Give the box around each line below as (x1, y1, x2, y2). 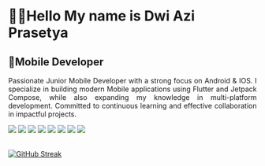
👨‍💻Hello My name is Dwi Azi (8, 7, 196, 25)
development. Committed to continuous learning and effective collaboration (8, 101, 257, 110)
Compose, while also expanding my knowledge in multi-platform (8, 93, 257, 101)
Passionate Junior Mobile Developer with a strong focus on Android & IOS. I (8, 76, 257, 85)
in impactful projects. (8, 109, 77, 119)
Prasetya (8, 24, 69, 42)
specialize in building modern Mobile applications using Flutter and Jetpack (8, 84, 257, 94)
